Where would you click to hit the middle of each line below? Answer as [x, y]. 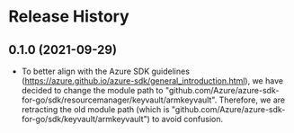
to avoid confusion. [187, 119]
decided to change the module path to [92, 90]
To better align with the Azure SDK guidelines [106, 71]
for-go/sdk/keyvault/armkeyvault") [85, 119]
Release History [69, 17]
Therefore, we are [252, 100]
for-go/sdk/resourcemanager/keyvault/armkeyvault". [119, 100]
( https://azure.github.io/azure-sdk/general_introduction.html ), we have [152, 81]
